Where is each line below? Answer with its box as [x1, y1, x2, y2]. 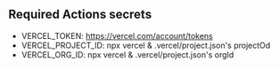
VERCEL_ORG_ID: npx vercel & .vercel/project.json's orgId [21, 49, 234, 60]
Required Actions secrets [8, 7, 152, 22]
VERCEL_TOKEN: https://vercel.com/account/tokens [21, 30, 213, 41]
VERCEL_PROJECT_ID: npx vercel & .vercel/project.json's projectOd [21, 40, 271, 50]
